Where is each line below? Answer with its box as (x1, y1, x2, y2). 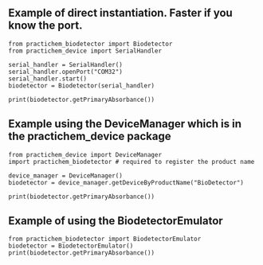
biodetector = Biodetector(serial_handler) (8, 81, 155, 90)
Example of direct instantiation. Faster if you (8, 6, 233, 20)
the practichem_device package (8, 130, 171, 143)
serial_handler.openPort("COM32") (8, 68, 124, 76)
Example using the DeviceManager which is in (8, 117, 241, 131)
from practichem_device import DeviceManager (8, 150, 162, 158)
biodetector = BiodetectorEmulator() (8, 242, 134, 250)
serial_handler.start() (8, 75, 88, 83)
